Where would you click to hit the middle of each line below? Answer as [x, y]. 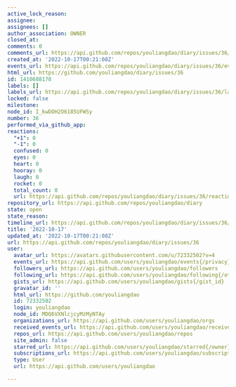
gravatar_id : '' [37, 288]
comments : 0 [25, 46]
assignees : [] [28, 27]
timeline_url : [28, 223]
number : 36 [23, 118]
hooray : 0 [28, 170]
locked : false [28, 99]
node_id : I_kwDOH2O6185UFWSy [50, 112]
